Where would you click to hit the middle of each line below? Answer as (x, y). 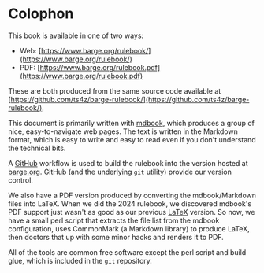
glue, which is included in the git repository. (80, 260)
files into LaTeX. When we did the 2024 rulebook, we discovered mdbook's (130, 203)
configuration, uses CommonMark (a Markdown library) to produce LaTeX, (129, 228)
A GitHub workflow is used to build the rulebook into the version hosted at (128, 163)
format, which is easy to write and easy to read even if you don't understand (132, 139)
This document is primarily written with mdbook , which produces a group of (131, 123)
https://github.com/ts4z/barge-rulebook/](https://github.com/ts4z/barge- (130, 99)
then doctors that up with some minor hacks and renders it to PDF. (116, 237)
